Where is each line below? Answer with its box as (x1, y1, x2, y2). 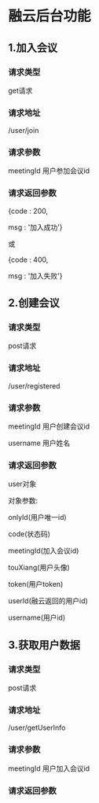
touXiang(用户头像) (8, 563, 70, 573)
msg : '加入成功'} (8, 222, 63, 232)
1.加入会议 (8, 41, 58, 54)
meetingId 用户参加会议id (8, 166, 90, 175)
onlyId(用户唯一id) (8, 513, 67, 522)
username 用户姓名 (8, 438, 71, 448)
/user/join (8, 126, 39, 135)
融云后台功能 (8, 7, 92, 25)
